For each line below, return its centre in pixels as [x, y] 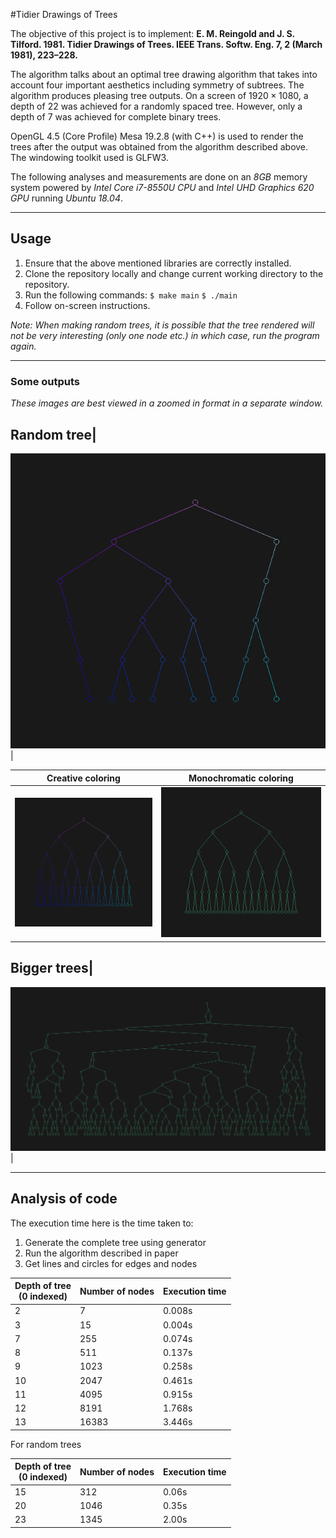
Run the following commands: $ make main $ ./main [131, 295]
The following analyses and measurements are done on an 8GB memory [159, 177]
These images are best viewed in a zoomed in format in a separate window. [167, 403]
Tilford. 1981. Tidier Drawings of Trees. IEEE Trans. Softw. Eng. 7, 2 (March [166, 44]
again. [23, 346]
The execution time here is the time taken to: [102, 1223]
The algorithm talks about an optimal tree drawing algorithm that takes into [164, 74]
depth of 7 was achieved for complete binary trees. [116, 117]
